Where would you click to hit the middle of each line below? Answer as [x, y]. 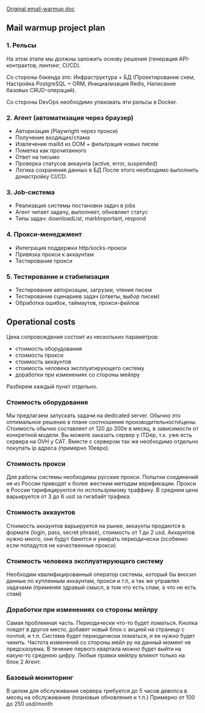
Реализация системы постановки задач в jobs [75, 206]
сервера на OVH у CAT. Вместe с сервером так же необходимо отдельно [103, 441]
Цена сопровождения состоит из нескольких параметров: [83, 337]
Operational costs [41, 322]
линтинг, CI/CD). [60, 65]
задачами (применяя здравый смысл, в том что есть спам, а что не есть [101, 587]
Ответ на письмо [37, 157]
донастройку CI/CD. [41, 176]
